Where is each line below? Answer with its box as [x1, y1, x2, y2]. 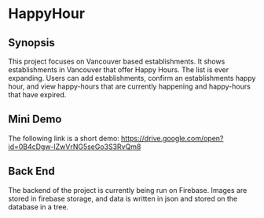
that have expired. [8, 90, 67, 99]
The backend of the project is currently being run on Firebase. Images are [8, 185, 247, 194]
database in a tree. [8, 202, 69, 212]
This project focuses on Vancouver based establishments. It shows [8, 56, 225, 66]
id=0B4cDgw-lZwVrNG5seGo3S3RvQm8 [8, 142, 141, 151]
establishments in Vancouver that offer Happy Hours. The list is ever [8, 65, 229, 74]
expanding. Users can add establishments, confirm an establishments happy [8, 74, 256, 82]
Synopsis [8, 36, 55, 49]
